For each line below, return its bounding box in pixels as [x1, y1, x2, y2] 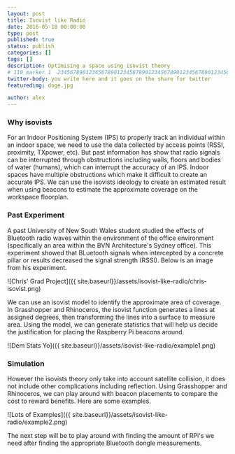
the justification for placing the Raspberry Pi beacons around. [7, 327, 185, 336]
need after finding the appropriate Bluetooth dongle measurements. [7, 439, 202, 448]
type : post [7, 29, 39, 37]
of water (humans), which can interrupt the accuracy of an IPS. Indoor [7, 163, 209, 171]
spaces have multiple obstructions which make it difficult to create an [7, 171, 208, 179]
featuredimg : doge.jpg [7, 82, 73, 89]
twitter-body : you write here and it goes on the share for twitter [7, 75, 211, 83]
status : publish [7, 43, 55, 50]
